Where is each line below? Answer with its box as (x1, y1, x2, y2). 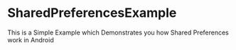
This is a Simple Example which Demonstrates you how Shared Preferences (7, 28, 230, 37)
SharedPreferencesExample (7, 5, 177, 21)
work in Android (7, 35, 55, 44)
